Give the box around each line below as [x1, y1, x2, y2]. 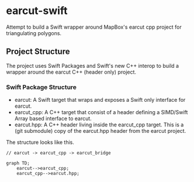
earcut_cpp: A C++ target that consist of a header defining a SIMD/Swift [14, 109, 188, 116]
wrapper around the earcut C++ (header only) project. [6, 68, 136, 75]
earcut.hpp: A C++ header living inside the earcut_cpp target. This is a [14, 121, 184, 128]
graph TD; [6, 160, 30, 166]
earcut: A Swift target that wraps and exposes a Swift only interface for [14, 97, 186, 104]
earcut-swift [6, 4, 68, 18]
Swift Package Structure [6, 83, 77, 91]
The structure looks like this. [6, 139, 75, 146]
